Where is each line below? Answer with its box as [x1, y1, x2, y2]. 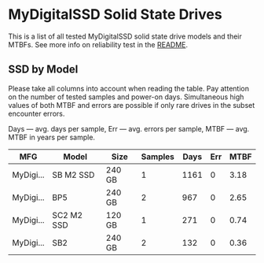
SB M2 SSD [52, 169, 95, 180]
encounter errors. [8, 109, 65, 118]
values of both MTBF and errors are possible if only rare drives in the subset [8, 100, 255, 109]
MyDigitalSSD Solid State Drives [8, 6, 222, 24]
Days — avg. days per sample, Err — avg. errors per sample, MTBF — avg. [8, 124, 250, 133]
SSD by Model [8, 63, 79, 76]
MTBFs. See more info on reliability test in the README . [8, 39, 189, 49]
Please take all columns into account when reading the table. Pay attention [8, 83, 250, 93]
